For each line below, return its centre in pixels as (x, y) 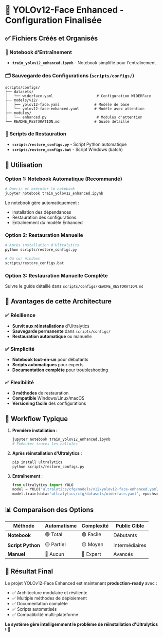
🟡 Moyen (92, 544)
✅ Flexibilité (19, 382)
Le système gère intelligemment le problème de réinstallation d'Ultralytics (81, 624)
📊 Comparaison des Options (49, 510)
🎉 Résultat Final (29, 571)
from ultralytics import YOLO (43, 485)
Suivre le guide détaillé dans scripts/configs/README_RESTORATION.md (74, 286)
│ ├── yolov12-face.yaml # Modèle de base (67, 105)
